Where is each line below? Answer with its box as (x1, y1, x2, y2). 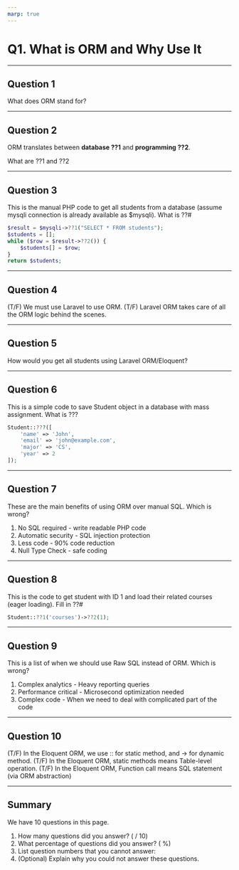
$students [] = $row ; (20, 244, 81, 251)
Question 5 (7, 337, 58, 349)
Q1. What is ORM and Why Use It (7, 41, 202, 57)
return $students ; (7, 258, 62, 265)
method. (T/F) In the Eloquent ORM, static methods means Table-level (7, 757, 212, 765)
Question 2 (7, 124, 58, 136)
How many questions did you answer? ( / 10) (17, 832, 148, 840)
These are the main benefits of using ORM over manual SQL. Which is (7, 502, 212, 511)
